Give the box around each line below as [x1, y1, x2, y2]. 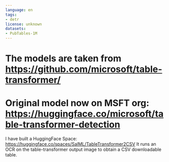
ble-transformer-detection [5, 119, 121, 131]
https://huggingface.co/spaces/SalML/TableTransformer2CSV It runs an [5, 141, 156, 147]
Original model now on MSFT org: [5, 97, 150, 109]
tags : [5, 12, 17, 17]
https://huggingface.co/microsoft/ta [5, 108, 164, 119]
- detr [5, 17, 19, 22]
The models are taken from [5, 53, 122, 64]
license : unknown [5, 21, 42, 27]
